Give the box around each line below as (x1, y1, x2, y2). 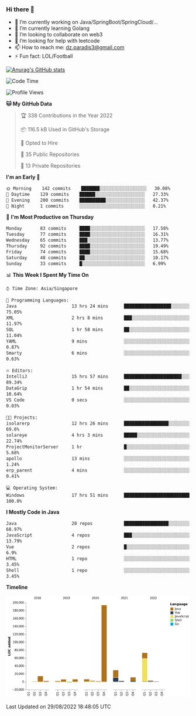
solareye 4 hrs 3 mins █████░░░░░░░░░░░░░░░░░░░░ (6, 432, 190, 439)
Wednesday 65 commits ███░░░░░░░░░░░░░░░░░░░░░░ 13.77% (6, 237, 169, 243)
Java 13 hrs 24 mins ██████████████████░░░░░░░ (6, 303, 190, 310)
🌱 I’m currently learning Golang (14, 25, 90, 32)
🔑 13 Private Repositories (20, 162, 81, 169)
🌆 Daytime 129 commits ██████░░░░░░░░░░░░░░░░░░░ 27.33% (6, 192, 169, 198)
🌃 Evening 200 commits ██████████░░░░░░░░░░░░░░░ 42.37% (6, 198, 169, 203)
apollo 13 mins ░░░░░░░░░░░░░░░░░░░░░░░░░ (6, 456, 190, 462)
